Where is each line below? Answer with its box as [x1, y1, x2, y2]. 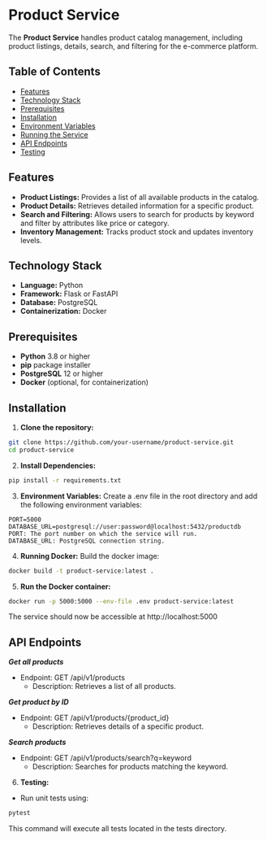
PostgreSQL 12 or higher [19, 368, 104, 379]
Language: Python [19, 281, 84, 290]
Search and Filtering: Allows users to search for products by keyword [19, 209, 255, 219]
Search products [8, 738, 67, 747]
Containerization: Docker [19, 307, 107, 316]
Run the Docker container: [19, 582, 111, 591]
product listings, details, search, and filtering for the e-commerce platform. [8, 41, 259, 50]
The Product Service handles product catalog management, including [8, 33, 243, 42]
